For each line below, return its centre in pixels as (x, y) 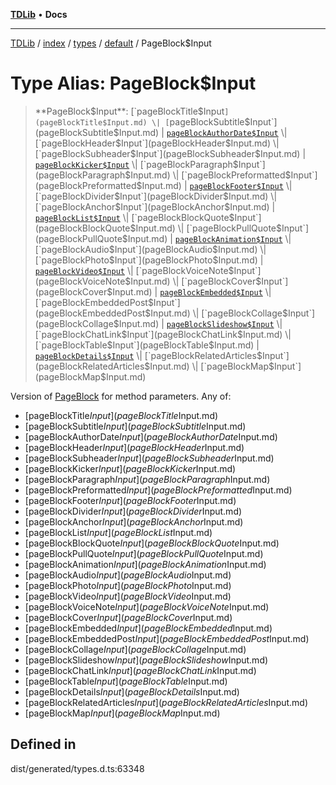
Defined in (43, 744)
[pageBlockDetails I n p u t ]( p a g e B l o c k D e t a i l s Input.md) (132, 691)
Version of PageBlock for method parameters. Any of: (121, 396)
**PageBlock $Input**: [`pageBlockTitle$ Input (129, 111)
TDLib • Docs (39, 14)
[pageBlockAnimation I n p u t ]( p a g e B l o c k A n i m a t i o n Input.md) (145, 564)
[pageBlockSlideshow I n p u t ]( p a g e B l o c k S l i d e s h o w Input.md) (146, 660)
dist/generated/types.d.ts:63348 (77, 768)
